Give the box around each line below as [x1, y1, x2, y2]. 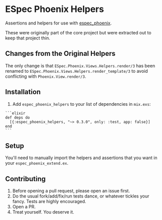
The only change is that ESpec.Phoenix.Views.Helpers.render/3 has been [5, 62, 156, 68]
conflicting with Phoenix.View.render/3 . [5, 73, 86, 79]
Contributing [5, 175, 46, 183]
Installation [5, 88, 41, 96]
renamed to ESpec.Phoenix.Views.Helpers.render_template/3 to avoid [5, 68, 148, 74]
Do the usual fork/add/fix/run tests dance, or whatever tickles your [12, 193, 150, 199]
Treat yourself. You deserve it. [12, 209, 75, 215]
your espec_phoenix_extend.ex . [5, 160, 69, 166]
